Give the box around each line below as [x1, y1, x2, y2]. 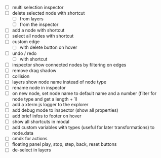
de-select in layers [12, 147, 51, 153]
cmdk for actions [12, 136, 48, 142]
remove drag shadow [12, 67, 57, 73]
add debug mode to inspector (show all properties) [12, 107, 118, 113]
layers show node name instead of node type [12, 79, 107, 85]
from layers [19, 16, 44, 22]
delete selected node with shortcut [12, 10, 85, 16]
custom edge [12, 39, 40, 45]
